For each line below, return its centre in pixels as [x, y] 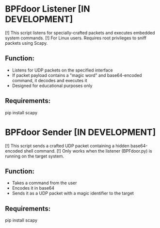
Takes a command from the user [44, 183]
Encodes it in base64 [33, 188]
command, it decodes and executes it [49, 80]
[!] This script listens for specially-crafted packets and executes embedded [80, 33]
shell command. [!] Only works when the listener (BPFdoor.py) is [88, 151]
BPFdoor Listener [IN [48, 9]
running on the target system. [35, 156]
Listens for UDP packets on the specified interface [62, 70]
